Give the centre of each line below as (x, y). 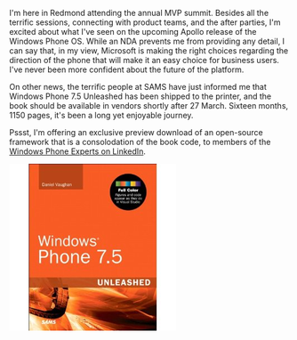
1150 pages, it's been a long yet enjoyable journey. (101, 115)
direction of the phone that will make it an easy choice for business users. (144, 60)
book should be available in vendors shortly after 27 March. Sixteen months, (149, 105)
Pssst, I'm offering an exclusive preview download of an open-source (136, 132)
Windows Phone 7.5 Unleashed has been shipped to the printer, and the (140, 96)
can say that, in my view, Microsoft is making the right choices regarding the (149, 51)
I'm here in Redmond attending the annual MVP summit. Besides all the (139, 13)
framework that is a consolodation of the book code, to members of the (140, 142)
